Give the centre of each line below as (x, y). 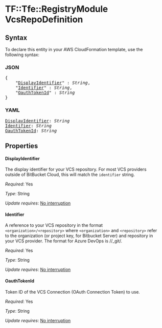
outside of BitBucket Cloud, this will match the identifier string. (70, 175)
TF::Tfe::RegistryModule (57, 9)
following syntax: (22, 55)
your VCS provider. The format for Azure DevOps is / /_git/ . (64, 241)
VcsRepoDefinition (44, 19)
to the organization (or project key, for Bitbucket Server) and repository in (79, 236)
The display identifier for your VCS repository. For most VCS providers (76, 169)
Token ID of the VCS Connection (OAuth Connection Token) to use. (73, 292)
